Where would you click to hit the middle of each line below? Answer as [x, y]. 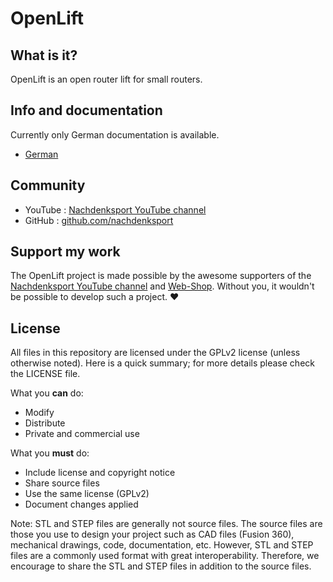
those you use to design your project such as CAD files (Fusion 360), [152, 534]
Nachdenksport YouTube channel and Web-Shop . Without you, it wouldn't [162, 286]
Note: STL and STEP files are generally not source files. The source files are [166, 524]
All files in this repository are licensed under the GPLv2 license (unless [155, 353]
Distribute [45, 423]
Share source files [62, 483]
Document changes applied [81, 504]
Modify [39, 413]
